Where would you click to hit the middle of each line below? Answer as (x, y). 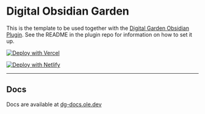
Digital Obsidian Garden (68, 11)
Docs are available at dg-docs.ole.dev (54, 104)
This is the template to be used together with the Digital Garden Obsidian (98, 28)
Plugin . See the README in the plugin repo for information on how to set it (99, 34)
